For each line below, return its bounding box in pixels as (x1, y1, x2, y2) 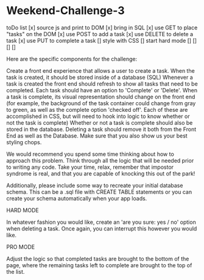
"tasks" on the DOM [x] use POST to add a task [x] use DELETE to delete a (6, 30, 194, 37)
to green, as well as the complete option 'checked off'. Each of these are (6, 106, 188, 113)
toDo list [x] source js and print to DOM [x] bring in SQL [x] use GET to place (6, 24, 198, 31)
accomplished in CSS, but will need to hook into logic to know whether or (6, 112, 190, 120)
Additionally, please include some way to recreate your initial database (6, 182, 183, 189)
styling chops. (6, 138, 42, 146)
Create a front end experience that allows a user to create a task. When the (6, 67, 195, 74)
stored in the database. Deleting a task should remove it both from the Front (6, 125, 197, 133)
